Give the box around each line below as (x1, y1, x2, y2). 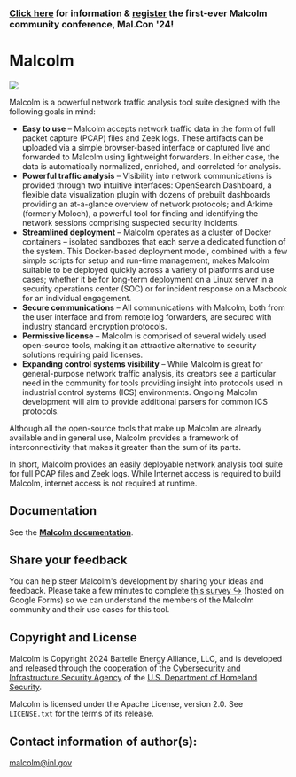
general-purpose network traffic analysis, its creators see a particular (21, 368, 277, 378)
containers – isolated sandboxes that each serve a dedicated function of (21, 236, 286, 246)
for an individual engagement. (21, 292, 132, 303)
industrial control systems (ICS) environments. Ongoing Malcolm (21, 386, 259, 397)
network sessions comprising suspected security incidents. (21, 217, 240, 228)
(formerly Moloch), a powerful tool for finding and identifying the (21, 207, 259, 219)
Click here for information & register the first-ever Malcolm (9, 7, 268, 19)
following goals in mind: (9, 105, 96, 117)
